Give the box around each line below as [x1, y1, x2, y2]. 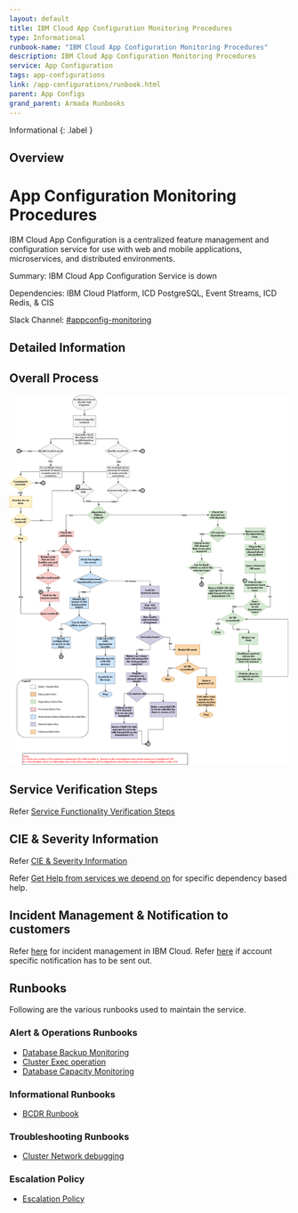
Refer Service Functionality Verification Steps [9, 806, 175, 817]
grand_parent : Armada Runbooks [9, 99, 125, 108]
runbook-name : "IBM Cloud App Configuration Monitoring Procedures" [9, 43, 269, 52]
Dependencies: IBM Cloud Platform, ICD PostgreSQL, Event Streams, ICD [9, 288, 278, 298]
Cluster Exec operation [21, 1056, 107, 1067]
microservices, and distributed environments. [9, 253, 175, 264]
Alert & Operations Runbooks [9, 1027, 138, 1039]
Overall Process [9, 370, 100, 386]
